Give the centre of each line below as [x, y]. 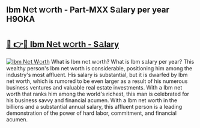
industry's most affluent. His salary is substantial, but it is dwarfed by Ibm [97, 75]
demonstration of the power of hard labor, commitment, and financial [92, 113]
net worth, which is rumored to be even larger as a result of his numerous [97, 81]
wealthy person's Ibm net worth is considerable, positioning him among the [99, 68]
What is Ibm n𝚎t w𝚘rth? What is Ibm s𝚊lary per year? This [123, 62]
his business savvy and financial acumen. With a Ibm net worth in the [92, 100]
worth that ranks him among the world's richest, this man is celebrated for [98, 94]
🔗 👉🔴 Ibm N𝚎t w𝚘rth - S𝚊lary [63, 44]
